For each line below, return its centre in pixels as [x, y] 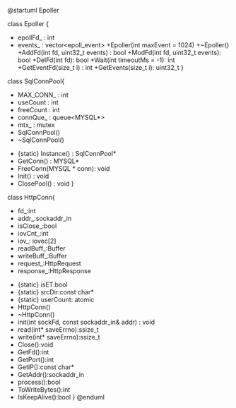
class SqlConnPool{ [36, 81]
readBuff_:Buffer [41, 248]
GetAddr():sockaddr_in [51, 374]
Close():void [35, 344]
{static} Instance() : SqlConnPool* [67, 154]
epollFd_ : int [36, 37]
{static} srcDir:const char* [55, 292]
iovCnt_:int [33, 233]
